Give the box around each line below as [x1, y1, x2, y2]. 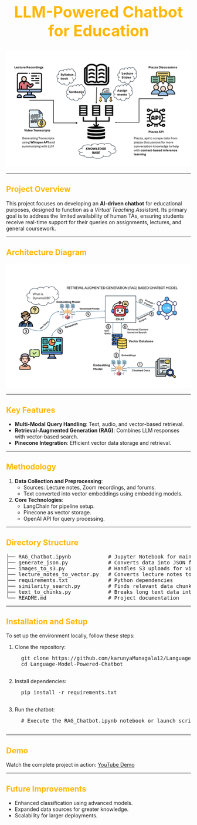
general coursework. [6, 225, 56, 232]
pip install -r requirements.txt [21, 689, 117, 696]
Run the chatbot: [14, 706, 55, 713]
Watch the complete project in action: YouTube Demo [6, 761, 135, 769]
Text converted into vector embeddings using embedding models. [23, 490, 183, 497]
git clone [21, 655, 49, 662]
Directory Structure [6, 538, 79, 548]
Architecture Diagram [6, 248, 87, 258]
